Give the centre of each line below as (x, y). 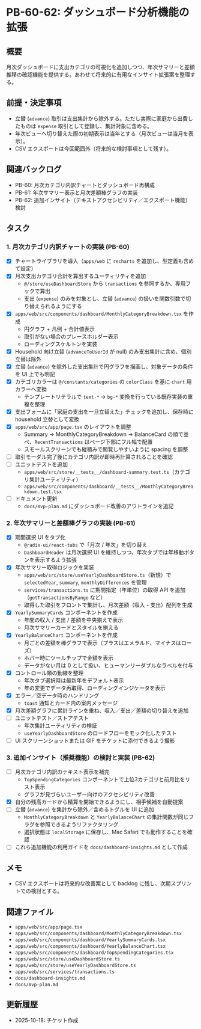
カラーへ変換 (31, 389)
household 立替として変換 (47, 419)
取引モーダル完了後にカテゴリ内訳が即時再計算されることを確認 (94, 456)
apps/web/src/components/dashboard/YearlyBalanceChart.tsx (90, 947)
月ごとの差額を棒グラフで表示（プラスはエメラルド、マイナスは (103, 643)
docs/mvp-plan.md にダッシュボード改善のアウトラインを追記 (99, 506)
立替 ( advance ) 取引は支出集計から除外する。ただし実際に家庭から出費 (101, 118)
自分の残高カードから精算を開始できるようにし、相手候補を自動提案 (99, 802)
